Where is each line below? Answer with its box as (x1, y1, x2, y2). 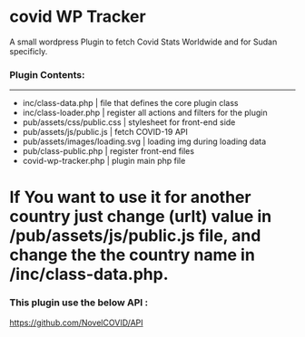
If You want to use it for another (9, 188, 251, 207)
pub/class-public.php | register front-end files (22, 146, 195, 157)
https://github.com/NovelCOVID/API (9, 317, 143, 328)
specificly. (9, 45, 48, 56)
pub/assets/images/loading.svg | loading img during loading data (22, 136, 267, 147)
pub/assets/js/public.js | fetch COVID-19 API (22, 127, 189, 138)
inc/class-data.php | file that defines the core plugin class (22, 98, 239, 109)
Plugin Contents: (9, 68, 85, 81)
